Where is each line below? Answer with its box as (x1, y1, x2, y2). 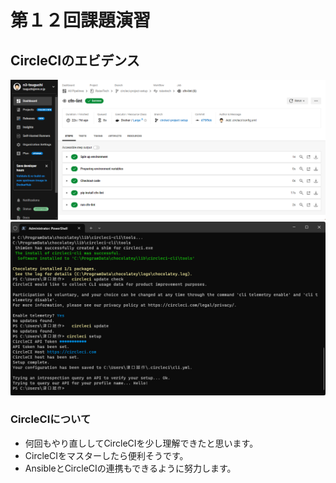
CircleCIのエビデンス (10, 52, 140, 69)
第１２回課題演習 (10, 9, 152, 32)
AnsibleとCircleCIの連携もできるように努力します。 (24, 462, 237, 474)
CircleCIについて (10, 412, 92, 426)
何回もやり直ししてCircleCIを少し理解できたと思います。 (24, 437, 259, 449)
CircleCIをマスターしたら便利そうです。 (24, 449, 189, 461)
